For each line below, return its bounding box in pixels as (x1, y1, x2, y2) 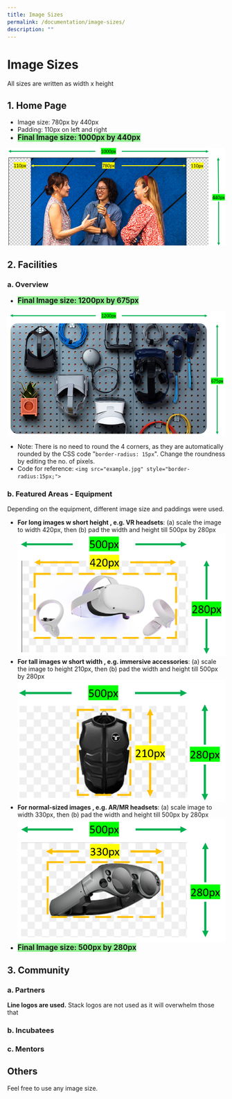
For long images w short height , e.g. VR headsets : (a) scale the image (17, 518, 222, 527)
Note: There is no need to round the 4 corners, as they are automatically (17, 442, 224, 450)
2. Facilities (7, 259, 57, 271)
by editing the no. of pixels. (17, 457, 96, 465)
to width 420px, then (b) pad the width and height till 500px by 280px (17, 526, 216, 534)
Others (7, 1066, 38, 1077)
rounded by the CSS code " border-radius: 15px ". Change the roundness (17, 450, 226, 458)
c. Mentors (7, 1044, 45, 1054)
